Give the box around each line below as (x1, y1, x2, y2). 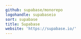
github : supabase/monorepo (5, 7, 63, 13)
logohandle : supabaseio (5, 12, 56, 17)
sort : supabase (5, 17, 38, 22)
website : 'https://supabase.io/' (5, 26, 77, 31)
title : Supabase (5, 21, 40, 27)
